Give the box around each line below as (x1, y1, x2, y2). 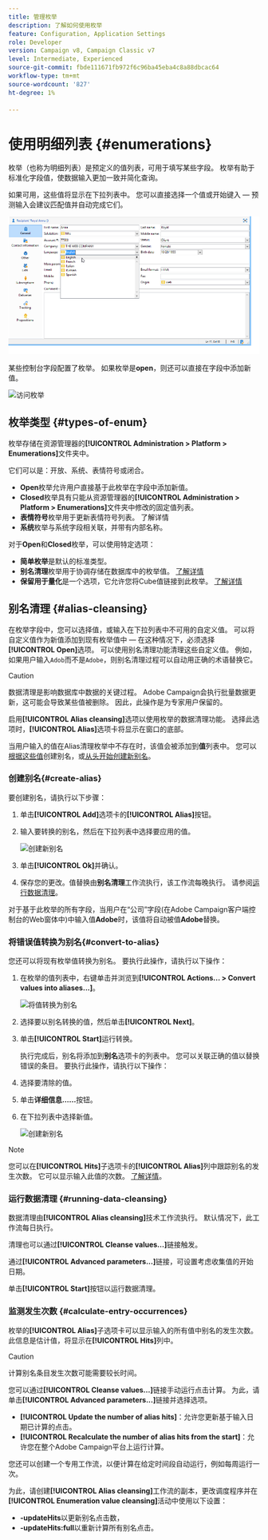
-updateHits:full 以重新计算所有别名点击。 (19, 1522, 158, 1532)
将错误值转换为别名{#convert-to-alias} (8, 936, 160, 947)
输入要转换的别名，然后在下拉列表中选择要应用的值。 (19, 826, 195, 836)
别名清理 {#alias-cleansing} (8, 602, 148, 615)
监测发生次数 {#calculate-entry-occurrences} (8, 1306, 188, 1317)
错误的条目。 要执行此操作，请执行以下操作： (19, 1061, 169, 1071)
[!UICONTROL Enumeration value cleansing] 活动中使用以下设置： (8, 1495, 228, 1506)
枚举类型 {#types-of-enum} (8, 416, 148, 429)
